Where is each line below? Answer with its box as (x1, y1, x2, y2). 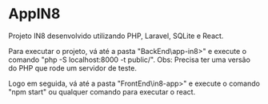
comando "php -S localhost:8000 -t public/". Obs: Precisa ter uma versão (8, 55, 250, 64)
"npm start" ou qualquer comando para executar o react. (8, 87, 196, 96)
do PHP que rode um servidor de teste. (8, 63, 138, 72)
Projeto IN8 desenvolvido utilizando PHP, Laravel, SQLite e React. (8, 31, 224, 40)
